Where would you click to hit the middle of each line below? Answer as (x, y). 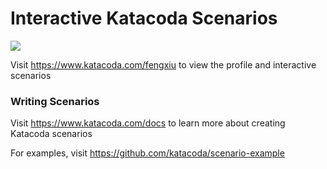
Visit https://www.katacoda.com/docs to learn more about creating (148, 123)
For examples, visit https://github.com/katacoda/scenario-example (147, 153)
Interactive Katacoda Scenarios (144, 18)
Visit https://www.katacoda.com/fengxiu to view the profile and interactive (163, 64)
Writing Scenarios (55, 101)
